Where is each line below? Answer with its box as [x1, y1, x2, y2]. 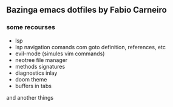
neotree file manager [15, 56, 68, 63]
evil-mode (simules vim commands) [15, 50, 105, 57]
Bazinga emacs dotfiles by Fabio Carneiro [6, 5, 167, 15]
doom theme [15, 75, 47, 83]
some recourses [6, 23, 56, 32]
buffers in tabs [15, 82, 52, 89]
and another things [6, 94, 53, 101]
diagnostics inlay [15, 69, 58, 77]
